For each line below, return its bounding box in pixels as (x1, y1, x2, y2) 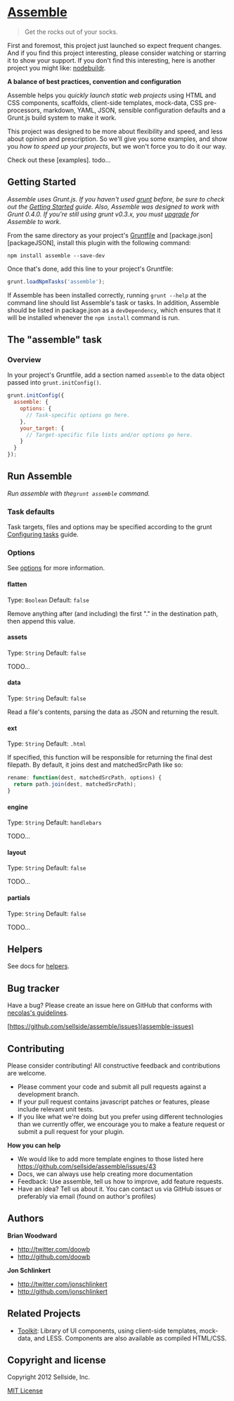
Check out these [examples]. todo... (7, 156, 111, 164)
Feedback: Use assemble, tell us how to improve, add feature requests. (17, 1177, 223, 1185)
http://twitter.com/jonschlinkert (17, 1280, 108, 1288)
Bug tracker (7, 982, 60, 994)
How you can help (7, 1141, 61, 1149)
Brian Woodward (7, 1231, 58, 1240)
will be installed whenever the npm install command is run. (7, 313, 181, 321)
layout (7, 848, 27, 856)
